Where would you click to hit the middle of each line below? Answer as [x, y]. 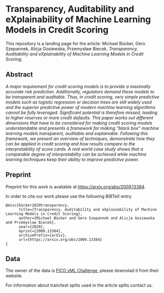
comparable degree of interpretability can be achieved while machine [76, 154]
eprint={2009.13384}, [41, 231]
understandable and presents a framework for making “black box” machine [82, 128]
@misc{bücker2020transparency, [37, 205]
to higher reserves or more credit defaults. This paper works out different [80, 118]
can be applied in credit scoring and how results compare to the [70, 144]
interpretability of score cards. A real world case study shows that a [74, 149]
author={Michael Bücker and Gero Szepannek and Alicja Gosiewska [86, 218]
